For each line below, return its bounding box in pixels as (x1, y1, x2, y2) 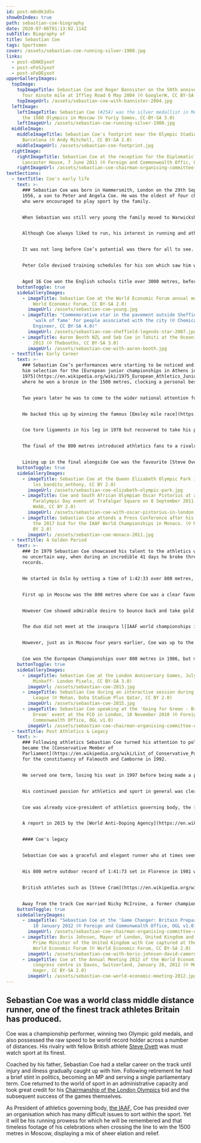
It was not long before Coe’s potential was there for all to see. (22, 246, 194, 252)
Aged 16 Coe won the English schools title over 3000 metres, (22, 279, 181, 285)
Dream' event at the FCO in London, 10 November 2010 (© (32, 711, 178, 717)
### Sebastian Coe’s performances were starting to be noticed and (22, 362, 194, 369)
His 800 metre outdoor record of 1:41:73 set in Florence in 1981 (22, 868, 191, 874)
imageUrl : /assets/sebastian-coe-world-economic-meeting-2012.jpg (28, 973, 197, 979)
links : (6, 53, 23, 59)
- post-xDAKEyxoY (11, 59, 55, 65)
